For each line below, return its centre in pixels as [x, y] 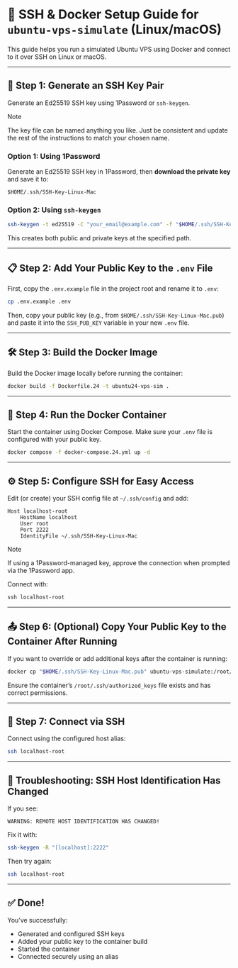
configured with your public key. [54, 440]
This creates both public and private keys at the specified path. [100, 238]
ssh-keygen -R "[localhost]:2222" [58, 848]
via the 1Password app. [41, 571]
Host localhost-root [38, 511]
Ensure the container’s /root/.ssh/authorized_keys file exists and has [109, 685]
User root [35, 524]
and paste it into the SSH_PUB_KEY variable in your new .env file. [98, 323]
